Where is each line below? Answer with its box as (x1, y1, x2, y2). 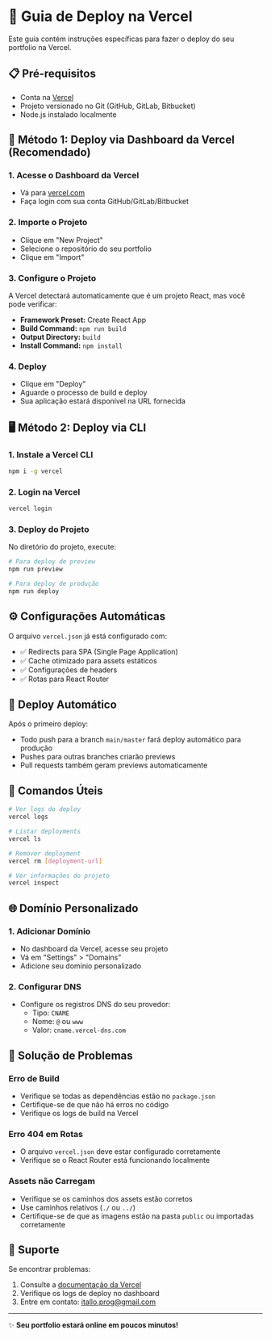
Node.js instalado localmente (19, 109, 117, 119)
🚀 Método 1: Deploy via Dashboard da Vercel (8, 133, 236, 147)
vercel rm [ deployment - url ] (8, 857, 103, 865)
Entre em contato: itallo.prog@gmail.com (19, 1297, 156, 1307)
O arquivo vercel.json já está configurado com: (8, 631, 168, 641)
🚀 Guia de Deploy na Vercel (8, 7, 193, 26)
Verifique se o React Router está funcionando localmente (19, 1156, 211, 1165)
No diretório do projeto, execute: (8, 542, 117, 552)
